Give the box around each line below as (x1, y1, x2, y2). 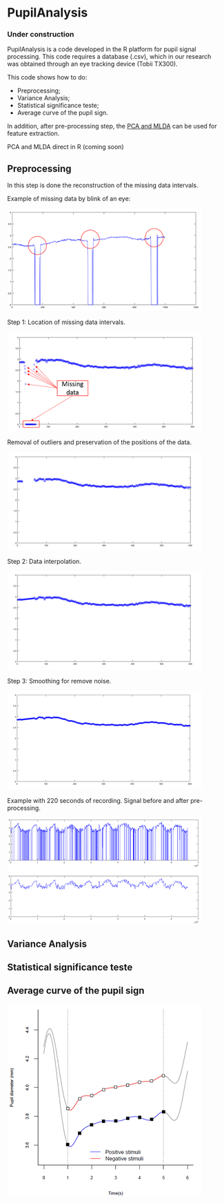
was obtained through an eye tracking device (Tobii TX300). (7, 60, 178, 68)
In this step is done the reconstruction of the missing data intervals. (7, 181, 198, 189)
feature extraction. (7, 129, 60, 138)
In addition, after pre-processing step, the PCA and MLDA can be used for (7, 122, 217, 131)
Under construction (7, 30, 74, 39)
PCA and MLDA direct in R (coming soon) (7, 143, 124, 151)
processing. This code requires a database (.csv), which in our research (7, 53, 212, 61)
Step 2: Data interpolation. (7, 558, 81, 566)
